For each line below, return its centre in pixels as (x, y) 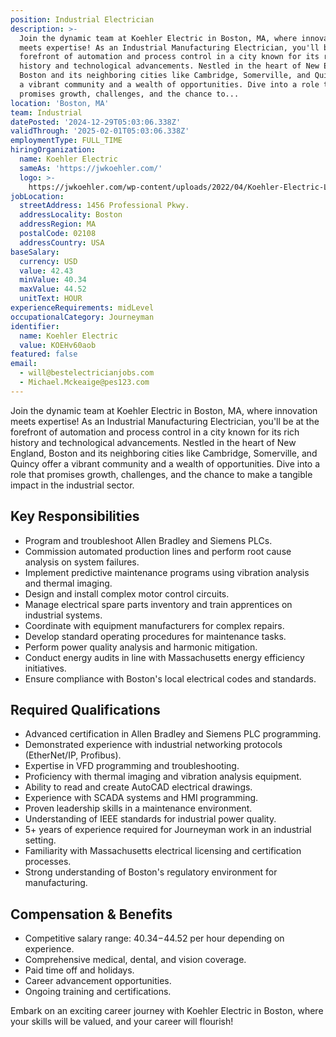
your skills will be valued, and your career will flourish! (122, 1022)
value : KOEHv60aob (58, 345)
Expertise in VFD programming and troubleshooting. (132, 766)
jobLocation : (37, 196)
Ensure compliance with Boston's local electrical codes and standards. (170, 678)
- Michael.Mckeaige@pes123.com (84, 382)
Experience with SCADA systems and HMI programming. (141, 798)
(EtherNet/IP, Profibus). (73, 755)
